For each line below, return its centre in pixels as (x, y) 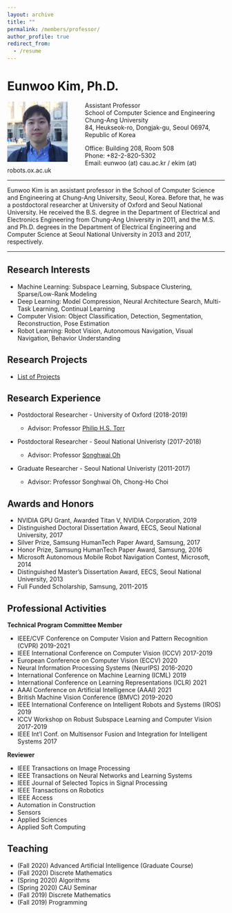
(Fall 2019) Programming (52, 902)
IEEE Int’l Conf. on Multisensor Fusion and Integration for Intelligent (112, 734)
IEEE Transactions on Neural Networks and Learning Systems (105, 776)
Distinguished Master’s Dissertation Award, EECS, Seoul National (109, 572)
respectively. (25, 242)
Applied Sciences (42, 820)
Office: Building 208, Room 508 (130, 148)
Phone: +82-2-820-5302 (121, 155)
